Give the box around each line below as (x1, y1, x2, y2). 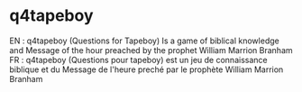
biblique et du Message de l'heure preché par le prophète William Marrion (9, 64, 284, 75)
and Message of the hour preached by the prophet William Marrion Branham (9, 44, 293, 55)
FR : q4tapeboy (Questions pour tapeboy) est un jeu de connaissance (9, 54, 268, 65)
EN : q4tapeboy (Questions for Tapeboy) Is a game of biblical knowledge (9, 35, 279, 46)
